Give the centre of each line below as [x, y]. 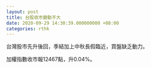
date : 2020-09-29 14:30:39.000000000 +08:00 [63, 23]
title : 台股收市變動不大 [34, 17]
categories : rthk [28, 29]
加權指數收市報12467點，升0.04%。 [51, 59]
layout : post [22, 12]
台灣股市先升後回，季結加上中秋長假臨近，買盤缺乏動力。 [77, 46]
